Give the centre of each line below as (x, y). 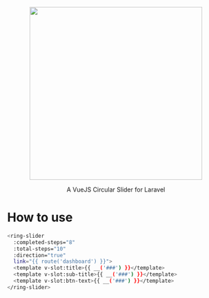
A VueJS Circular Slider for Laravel (116, 189)
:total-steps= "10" (40, 249)
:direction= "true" (40, 255)
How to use (40, 217)
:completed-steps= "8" (44, 242)
